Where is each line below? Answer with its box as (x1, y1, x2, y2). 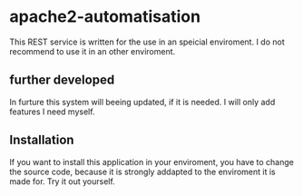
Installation (9, 132, 74, 148)
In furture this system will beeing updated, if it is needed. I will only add (9, 96, 276, 107)
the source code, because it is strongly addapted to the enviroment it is (9, 166, 277, 177)
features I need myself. (9, 106, 95, 117)
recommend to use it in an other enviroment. (9, 45, 176, 56)
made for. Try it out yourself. (9, 175, 115, 187)
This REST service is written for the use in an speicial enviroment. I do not (9, 36, 285, 47)
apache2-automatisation (9, 6, 201, 27)
